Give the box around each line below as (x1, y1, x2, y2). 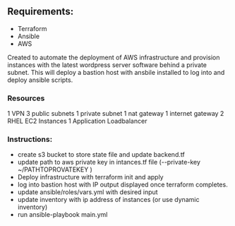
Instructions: (7, 134, 53, 144)
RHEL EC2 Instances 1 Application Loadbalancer (7, 117, 147, 126)
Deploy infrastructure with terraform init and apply (17, 173, 164, 182)
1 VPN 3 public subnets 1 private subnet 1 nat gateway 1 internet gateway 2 (7, 109, 224, 118)
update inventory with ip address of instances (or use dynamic (17, 196, 200, 204)
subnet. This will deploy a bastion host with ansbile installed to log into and (7, 68, 225, 76)
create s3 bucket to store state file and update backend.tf (17, 150, 185, 159)
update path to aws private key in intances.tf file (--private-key (17, 158, 201, 167)
